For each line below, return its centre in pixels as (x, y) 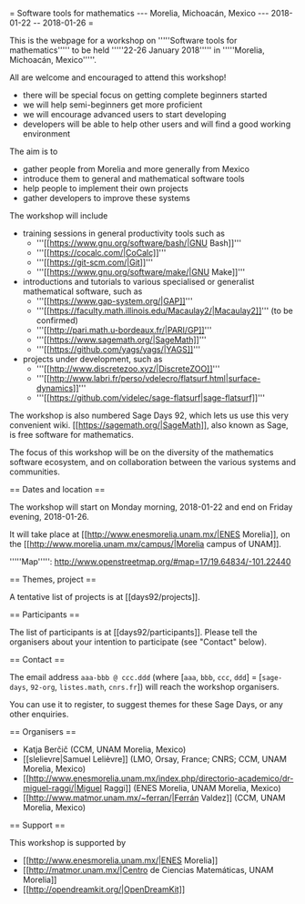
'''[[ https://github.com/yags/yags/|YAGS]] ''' (118, 349)
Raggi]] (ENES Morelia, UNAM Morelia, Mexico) (193, 788)
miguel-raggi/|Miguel (62, 788)
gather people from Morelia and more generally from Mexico (136, 169)
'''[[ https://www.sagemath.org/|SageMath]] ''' (121, 340)
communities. (35, 472)
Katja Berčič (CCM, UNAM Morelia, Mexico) (104, 749)
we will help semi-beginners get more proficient (112, 105)
